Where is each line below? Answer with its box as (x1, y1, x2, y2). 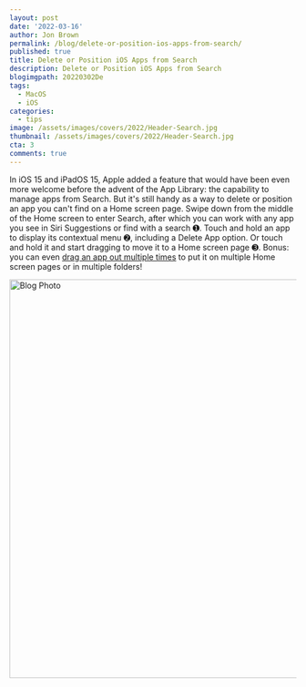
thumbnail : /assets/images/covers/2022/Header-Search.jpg (9, 132, 234, 141)
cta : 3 (9, 140, 35, 149)
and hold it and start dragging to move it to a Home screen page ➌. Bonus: (9, 241, 290, 252)
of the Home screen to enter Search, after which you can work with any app (9, 212, 294, 223)
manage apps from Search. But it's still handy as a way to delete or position (9, 193, 293, 204)
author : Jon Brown (9, 30, 79, 39)
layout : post (9, 13, 59, 23)
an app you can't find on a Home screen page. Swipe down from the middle (9, 202, 294, 214)
